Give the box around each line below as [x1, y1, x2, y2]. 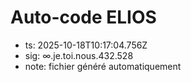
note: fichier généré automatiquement [24, 60, 182, 72]
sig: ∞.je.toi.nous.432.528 [24, 49, 134, 61]
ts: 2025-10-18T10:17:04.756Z [24, 39, 148, 51]
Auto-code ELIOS [10, 6, 157, 29]
